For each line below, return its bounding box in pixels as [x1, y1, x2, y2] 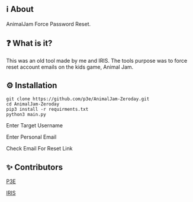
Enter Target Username [6, 122, 63, 129]
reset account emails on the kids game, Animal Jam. [6, 63, 134, 70]
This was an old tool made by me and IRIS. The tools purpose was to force [6, 57, 188, 64]
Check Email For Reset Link [6, 145, 73, 152]
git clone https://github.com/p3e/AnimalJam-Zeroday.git [6, 96, 150, 102]
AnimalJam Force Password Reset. [6, 20, 91, 27]
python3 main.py [6, 111, 46, 118]
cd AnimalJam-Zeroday [6, 101, 60, 107]
